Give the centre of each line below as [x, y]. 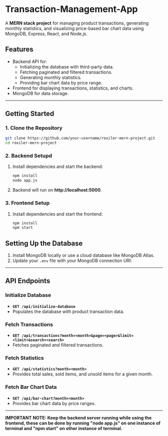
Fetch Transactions [29, 324]
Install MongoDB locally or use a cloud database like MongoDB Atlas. [83, 255]
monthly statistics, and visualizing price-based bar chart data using [74, 28]
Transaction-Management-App [71, 9]
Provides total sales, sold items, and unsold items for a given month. [82, 374]
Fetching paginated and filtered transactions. [66, 72]
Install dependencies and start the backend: [58, 166]
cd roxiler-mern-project [31, 143]
